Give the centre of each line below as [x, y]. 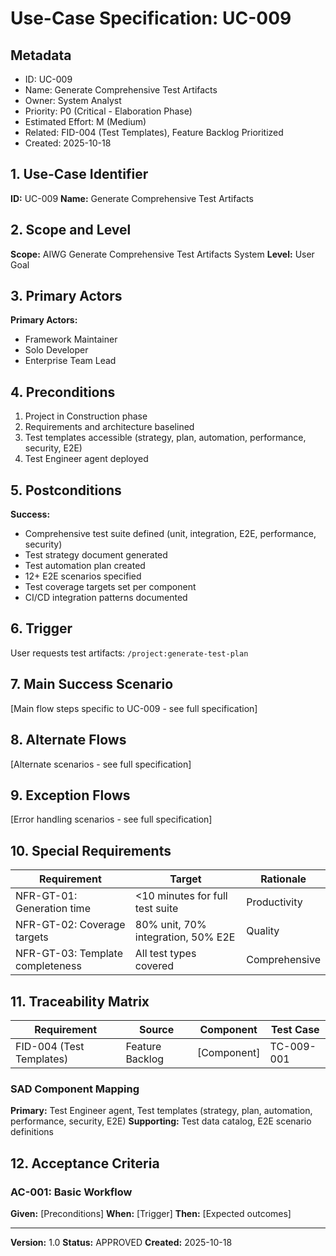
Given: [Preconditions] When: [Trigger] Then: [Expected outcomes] [151, 1213]
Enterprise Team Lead [70, 361]
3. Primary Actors [66, 296]
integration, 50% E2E [185, 937]
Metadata [41, 55]
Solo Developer [56, 350]
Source [156, 1029]
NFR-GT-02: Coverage [70, 925]
